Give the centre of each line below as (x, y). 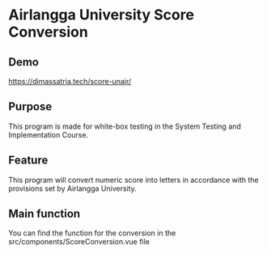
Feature (28, 161)
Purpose (30, 107)
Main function (44, 214)
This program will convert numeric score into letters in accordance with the (133, 180)
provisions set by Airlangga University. (73, 188)
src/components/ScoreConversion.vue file (79, 242)
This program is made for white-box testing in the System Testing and (125, 126)
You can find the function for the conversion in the (92, 233)
